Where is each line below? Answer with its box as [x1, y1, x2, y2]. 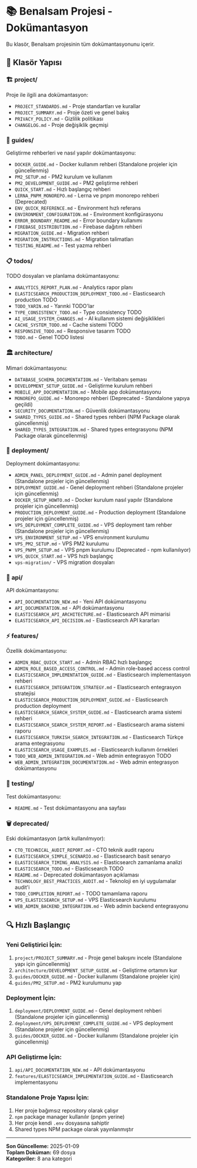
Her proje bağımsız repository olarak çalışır [14, 1107, 119, 1114]
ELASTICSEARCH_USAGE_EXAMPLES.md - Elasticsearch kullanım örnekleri [14, 746, 178, 753]
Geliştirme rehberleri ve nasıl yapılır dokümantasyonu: [6, 149, 136, 156]
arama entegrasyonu [14, 740, 65, 747]
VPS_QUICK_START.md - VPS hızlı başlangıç [14, 552, 114, 559]
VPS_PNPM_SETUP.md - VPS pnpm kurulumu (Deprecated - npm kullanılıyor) [14, 546, 191, 553]
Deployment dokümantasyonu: [6, 459, 80, 467]
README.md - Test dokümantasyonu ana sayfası [14, 804, 126, 811]
